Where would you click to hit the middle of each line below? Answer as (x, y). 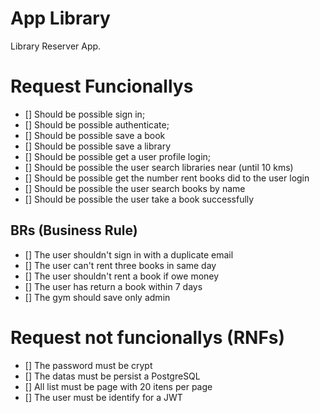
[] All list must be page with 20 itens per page (118, 386)
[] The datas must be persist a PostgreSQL (112, 376)
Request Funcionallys (102, 86)
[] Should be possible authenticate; (97, 124)
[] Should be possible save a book (95, 135)
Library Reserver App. (56, 46)
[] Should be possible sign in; (85, 114)
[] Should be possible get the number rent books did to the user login (167, 178)
